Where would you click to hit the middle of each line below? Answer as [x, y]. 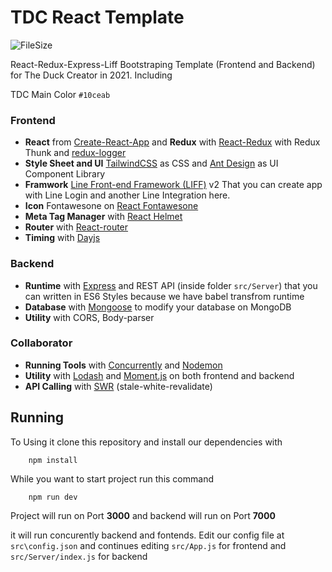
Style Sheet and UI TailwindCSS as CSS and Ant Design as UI [151, 163]
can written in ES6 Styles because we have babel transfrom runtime [164, 296]
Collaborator [41, 343]
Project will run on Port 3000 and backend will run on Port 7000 [143, 515]
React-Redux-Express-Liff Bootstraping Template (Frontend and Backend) [163, 64]
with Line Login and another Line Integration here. [127, 195]
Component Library [65, 174]
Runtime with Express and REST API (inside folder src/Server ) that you [171, 285]
